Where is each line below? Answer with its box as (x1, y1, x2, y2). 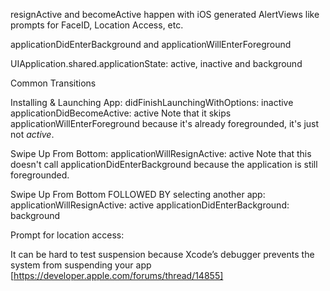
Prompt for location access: (10, 229, 125, 241)
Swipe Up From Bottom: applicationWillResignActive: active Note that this (10, 148, 312, 159)
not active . (10, 129, 55, 140)
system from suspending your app (10, 259, 152, 271)
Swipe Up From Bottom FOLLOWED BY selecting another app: (10, 189, 266, 200)
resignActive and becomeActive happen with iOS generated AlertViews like (10, 9, 320, 20)
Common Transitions (10, 77, 97, 89)
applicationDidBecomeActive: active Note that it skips (10, 107, 232, 119)
